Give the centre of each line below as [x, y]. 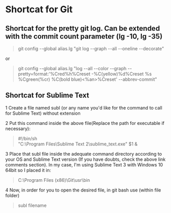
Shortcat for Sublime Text [47, 95]
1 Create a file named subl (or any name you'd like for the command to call [84, 108]
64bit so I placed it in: [28, 170]
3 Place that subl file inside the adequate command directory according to [84, 154]
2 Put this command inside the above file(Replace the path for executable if [85, 123]
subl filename [32, 205]
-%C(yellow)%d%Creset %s [122, 74]
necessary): [18, 129]
